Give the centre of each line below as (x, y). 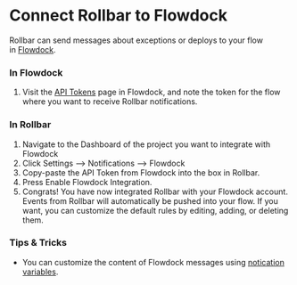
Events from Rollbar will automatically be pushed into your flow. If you (150, 200)
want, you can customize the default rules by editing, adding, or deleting (155, 210)
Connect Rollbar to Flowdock (118, 16)
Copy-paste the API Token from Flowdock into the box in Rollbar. (141, 172)
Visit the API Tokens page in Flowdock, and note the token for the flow (151, 92)
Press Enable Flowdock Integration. (87, 182)
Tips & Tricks (38, 243)
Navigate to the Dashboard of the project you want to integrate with (146, 144)
